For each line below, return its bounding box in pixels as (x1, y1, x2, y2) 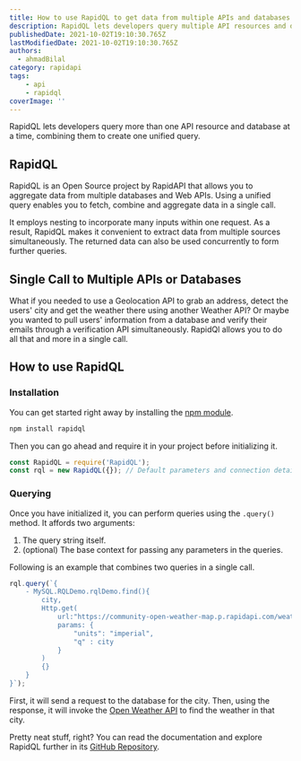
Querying (9, 487, 52, 500)
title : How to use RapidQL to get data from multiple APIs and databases (9, 13, 291, 22)
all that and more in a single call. (9, 334, 128, 344)
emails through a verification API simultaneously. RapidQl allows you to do (9, 324, 283, 335)
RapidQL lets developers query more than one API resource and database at (9, 121, 291, 132)
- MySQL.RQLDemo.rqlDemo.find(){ (25, 587, 150, 597)
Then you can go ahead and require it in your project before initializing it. (9, 441, 278, 451)
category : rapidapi (9, 64, 82, 73)
